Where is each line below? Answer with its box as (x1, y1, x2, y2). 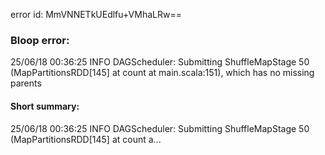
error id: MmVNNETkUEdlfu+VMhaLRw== (10, 9, 182, 20)
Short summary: (10, 100, 80, 112)
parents (10, 77, 42, 89)
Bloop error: (10, 33, 70, 47)
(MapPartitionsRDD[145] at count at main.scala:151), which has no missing (10, 67, 315, 79)
